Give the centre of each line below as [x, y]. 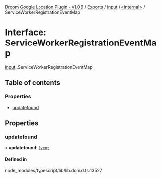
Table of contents [33, 83]
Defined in [16, 159]
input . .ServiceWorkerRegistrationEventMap [49, 67]
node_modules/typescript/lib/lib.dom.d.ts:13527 [54, 170]
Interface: [26, 32]
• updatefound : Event [27, 148]
